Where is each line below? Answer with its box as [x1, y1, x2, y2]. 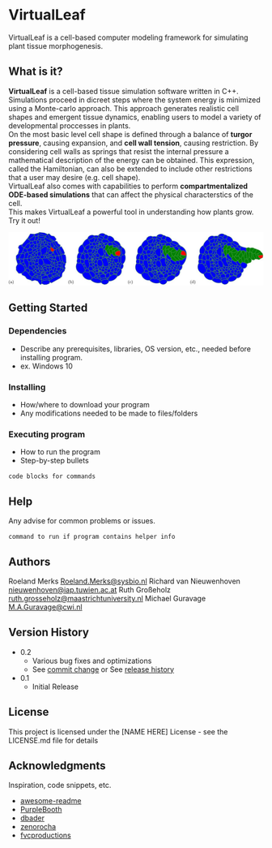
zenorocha [19, 822, 57, 832]
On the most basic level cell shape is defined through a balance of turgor [8, 129, 253, 139]
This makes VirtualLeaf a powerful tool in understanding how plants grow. [8, 207, 254, 217]
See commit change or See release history [32, 664, 175, 674]
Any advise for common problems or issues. [8, 516, 156, 526]
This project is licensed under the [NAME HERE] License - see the [8, 726, 228, 736]
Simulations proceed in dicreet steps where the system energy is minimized [8, 95, 261, 105]
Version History [8, 626, 89, 639]
